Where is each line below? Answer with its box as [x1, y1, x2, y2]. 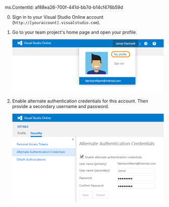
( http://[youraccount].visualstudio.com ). [12, 20, 100, 25]
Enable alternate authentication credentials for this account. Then [12, 98, 148, 104]
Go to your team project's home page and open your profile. [12, 29, 137, 35]
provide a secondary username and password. [12, 103, 109, 110]
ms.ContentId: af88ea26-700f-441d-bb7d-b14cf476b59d [5, 5, 123, 10]
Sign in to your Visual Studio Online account [12, 14, 104, 20]
